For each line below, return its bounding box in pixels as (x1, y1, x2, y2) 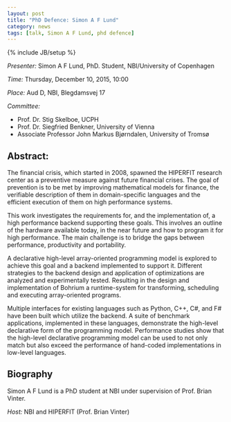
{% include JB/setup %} (7, 48, 76, 57)
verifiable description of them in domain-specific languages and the (7, 191, 201, 199)
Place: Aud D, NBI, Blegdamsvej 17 (7, 89, 106, 97)
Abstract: (7, 150, 49, 162)
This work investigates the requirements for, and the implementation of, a (7, 212, 216, 220)
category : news (7, 23, 51, 30)
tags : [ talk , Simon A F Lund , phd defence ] (7, 29, 135, 37)
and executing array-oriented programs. (7, 291, 122, 300)
